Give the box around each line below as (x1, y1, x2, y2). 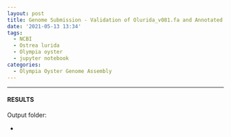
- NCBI (13, 36, 32, 43)
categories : (7, 61, 41, 68)
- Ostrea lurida (13, 42, 60, 49)
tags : (7, 29, 23, 36)
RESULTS (7, 96, 34, 104)
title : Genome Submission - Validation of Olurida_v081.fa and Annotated (7, 17, 223, 23)
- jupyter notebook (13, 55, 69, 62)
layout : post (7, 10, 45, 17)
